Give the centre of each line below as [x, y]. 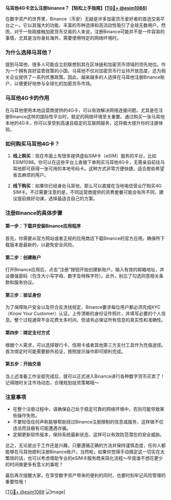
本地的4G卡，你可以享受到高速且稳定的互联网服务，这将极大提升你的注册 [82, 123]
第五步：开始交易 [23, 364]
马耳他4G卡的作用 [27, 98]
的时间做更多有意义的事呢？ [34, 465]
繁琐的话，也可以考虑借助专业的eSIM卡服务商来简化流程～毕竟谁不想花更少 [84, 458]
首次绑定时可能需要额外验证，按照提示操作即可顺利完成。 [65, 351]
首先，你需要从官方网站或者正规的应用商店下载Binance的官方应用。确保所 [83, 239]
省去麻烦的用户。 [31, 175]
